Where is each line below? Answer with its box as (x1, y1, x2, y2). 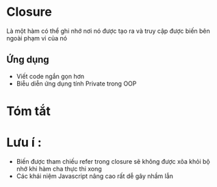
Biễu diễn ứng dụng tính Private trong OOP (16, 79, 137, 88)
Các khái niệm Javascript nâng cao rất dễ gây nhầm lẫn (16, 172, 174, 180)
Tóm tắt (6, 103, 51, 119)
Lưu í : (6, 135, 42, 151)
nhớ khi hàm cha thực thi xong (16, 164, 102, 173)
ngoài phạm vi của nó (6, 34, 68, 42)
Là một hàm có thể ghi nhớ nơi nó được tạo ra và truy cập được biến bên (6, 27, 210, 35)
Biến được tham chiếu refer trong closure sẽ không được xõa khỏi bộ (16, 157, 210, 165)
